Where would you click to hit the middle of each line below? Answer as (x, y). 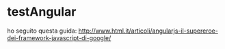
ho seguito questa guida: (42, 31)
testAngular (42, 12)
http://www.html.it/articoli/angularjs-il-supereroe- (148, 31)
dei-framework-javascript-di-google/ (59, 37)
